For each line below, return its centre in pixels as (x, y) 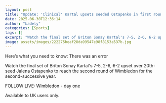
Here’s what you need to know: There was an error (57, 56)
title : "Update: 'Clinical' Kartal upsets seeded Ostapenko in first (78, 14)
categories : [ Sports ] (27, 28)
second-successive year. (31, 76)
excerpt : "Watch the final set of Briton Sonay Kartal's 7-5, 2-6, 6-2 (80, 38)
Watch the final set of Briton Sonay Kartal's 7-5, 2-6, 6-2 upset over (74, 65)
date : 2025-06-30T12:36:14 (33, 19)
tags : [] (14, 33)
